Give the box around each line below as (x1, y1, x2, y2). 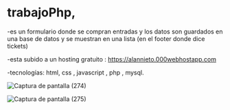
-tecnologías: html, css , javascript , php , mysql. (7, 68, 144, 77)
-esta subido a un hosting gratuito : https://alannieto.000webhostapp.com (7, 55, 216, 63)
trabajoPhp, (7, 5, 76, 20)
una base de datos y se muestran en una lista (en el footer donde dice (7, 34, 205, 42)
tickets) (7, 42, 29, 50)
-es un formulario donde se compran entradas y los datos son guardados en (7, 27, 223, 36)
